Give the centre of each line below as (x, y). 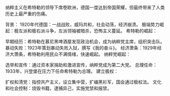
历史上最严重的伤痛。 (27, 14)
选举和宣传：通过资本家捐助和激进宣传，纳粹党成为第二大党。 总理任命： (81, 65)
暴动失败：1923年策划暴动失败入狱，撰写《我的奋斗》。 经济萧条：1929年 (81, 48)
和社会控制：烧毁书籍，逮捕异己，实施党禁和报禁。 (58, 88)
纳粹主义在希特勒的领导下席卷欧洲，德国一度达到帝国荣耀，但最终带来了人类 (85, 7)
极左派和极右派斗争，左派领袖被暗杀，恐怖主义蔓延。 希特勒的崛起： (86, 31)
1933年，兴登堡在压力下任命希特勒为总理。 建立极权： (62, 71)
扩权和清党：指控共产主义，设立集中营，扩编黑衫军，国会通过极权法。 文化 (83, 82)
